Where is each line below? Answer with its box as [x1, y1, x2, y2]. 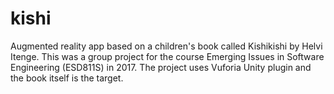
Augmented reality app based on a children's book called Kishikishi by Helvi [10, 40, 323, 52]
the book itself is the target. [10, 72, 124, 84]
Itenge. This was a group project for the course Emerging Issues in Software [10, 50, 325, 62]
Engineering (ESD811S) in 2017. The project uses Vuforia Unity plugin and [10, 61, 312, 73]
